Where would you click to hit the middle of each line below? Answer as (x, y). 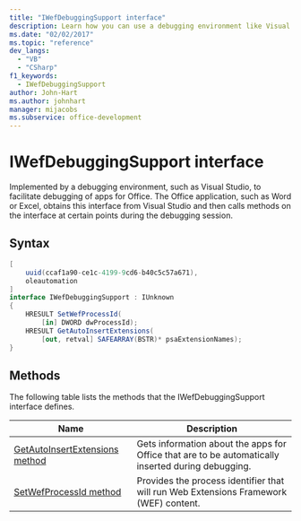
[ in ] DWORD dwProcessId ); (90, 323)
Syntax (30, 243)
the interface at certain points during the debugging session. (121, 215)
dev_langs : (30, 51)
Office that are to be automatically (208, 456)
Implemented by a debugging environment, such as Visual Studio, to (135, 187)
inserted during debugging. (194, 466)
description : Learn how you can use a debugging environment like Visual (150, 26)
